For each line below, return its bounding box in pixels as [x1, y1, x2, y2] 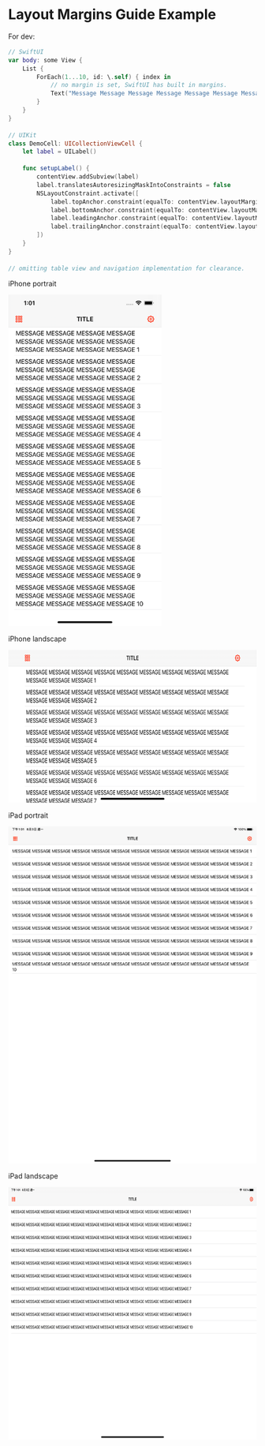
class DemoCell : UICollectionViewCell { [8, 140, 144, 148]
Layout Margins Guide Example [8, 6, 217, 24]
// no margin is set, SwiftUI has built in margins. [50, 81, 227, 89]
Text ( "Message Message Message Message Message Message [50, 89, 238, 98]
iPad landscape [8, 1171, 58, 1181]
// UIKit [8, 131, 37, 139]
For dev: [8, 32, 35, 41]
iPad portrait [8, 811, 49, 820]
